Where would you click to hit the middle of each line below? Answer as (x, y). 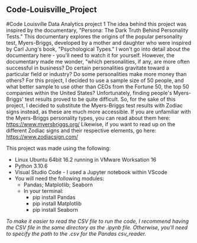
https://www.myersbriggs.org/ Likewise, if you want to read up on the (91, 124)
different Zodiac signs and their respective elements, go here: (81, 130)
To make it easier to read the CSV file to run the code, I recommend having (98, 221)
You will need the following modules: (59, 178)
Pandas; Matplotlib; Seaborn (58, 185)
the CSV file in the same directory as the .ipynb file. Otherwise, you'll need (97, 227)
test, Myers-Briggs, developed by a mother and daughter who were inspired (99, 42)
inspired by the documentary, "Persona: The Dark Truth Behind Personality (97, 30)
